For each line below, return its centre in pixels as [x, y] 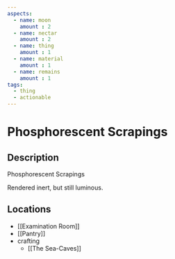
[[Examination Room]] [48, 226]
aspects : [20, 14]
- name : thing [34, 46]
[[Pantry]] [31, 233]
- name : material [39, 59]
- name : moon [32, 20]
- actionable [32, 98]
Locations [29, 209]
